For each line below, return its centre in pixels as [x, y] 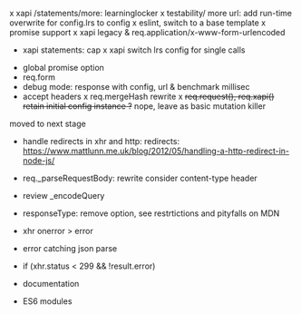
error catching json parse [70, 248]
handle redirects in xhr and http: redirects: [101, 141]
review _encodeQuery [63, 196]
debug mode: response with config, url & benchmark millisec [136, 87]
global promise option [63, 68]
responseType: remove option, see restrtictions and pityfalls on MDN [151, 213]
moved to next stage [48, 123]
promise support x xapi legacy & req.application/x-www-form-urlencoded [147, 32]
